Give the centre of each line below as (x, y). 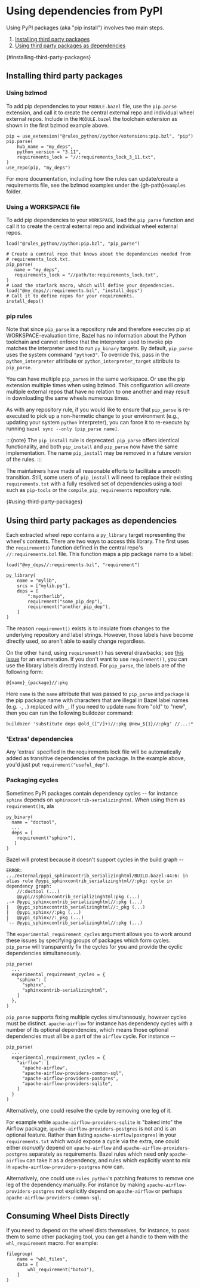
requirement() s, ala (30, 806)
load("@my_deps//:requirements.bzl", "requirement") (73, 565)
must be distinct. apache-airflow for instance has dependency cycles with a (99, 1023)
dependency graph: (29, 886)
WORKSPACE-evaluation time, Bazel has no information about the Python (96, 336)
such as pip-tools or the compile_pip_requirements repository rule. (89, 490)
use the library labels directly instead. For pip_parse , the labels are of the (96, 666)
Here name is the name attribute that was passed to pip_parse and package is (98, 694)
